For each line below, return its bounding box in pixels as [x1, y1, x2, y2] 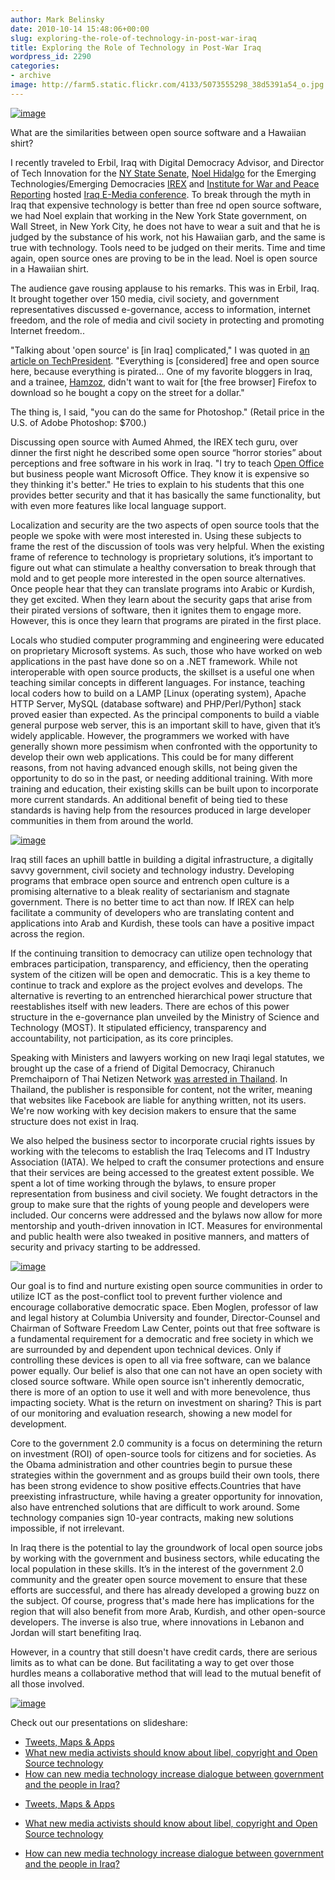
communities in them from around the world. [10, 814, 194, 826]
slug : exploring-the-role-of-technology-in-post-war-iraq [10, 33, 257, 43]
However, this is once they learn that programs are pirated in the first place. [10, 614, 322, 626]
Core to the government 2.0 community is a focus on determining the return [10, 1437, 323, 1449]
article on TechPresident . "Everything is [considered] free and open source [10, 354, 320, 366]
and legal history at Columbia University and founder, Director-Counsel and [10, 1311, 321, 1323]
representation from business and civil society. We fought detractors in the [10, 1187, 319, 1200]
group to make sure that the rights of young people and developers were [10, 1198, 310, 1210]
